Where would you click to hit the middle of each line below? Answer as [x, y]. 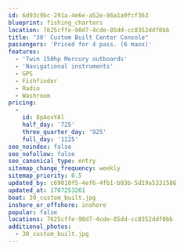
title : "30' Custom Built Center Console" [78, 37]
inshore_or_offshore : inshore [58, 205]
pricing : [22, 103]
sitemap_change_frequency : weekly [65, 168]
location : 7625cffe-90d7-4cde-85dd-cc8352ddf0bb [89, 30]
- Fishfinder [36, 81]
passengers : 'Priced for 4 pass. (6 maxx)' [80, 45]
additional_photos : [40, 227]
